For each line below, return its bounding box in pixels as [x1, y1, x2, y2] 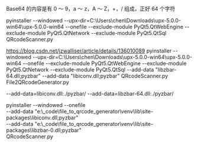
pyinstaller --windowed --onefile [6, 102, 86, 108]
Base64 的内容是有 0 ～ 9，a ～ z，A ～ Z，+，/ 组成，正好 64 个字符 [6, 5, 176, 12]
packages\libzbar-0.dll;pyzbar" [6, 126, 82, 134]
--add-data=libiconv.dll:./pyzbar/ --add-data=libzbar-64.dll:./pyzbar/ [6, 90, 174, 97]
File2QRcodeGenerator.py [6, 79, 69, 86]
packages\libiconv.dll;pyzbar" [6, 114, 79, 121]
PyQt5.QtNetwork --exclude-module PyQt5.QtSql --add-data [6, 66, 154, 73]
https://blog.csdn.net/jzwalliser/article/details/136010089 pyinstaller [6, 47, 172, 54]
